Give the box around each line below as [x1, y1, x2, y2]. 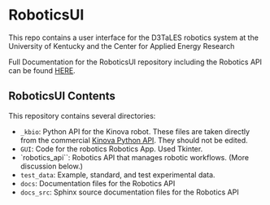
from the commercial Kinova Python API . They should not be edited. [20, 135, 248, 145]
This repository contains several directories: [8, 111, 156, 120]
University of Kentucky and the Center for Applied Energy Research [8, 41, 235, 50]
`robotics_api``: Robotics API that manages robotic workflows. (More [20, 152, 250, 162]
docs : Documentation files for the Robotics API [20, 178, 176, 188]
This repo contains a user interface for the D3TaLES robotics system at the [8, 33, 259, 42]
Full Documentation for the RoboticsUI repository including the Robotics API [8, 57, 263, 67]
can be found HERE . [8, 65, 76, 75]
